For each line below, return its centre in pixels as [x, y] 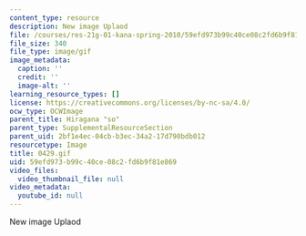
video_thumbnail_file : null [71, 179]
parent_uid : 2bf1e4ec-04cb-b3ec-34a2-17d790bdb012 [107, 137]
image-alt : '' [44, 86]
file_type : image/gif [51, 52]
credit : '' [38, 77]
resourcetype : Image [49, 145]
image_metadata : [40, 60]
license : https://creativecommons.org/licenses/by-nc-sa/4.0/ [130, 103]
